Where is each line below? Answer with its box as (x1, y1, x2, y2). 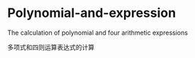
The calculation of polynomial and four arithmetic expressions (7, 28, 188, 37)
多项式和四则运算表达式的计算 (7, 42, 94, 51)
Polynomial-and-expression (7, 5, 176, 21)
